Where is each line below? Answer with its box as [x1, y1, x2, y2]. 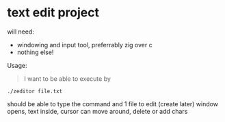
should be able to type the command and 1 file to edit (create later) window [7, 99, 219, 108]
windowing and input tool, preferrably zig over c [16, 40, 153, 49]
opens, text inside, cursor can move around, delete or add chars [7, 107, 188, 115]
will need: [7, 27, 34, 36]
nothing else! [16, 48, 54, 56]
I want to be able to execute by [23, 74, 111, 83]
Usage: [7, 61, 27, 69]
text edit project [7, 5, 99, 21]
